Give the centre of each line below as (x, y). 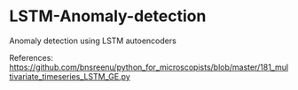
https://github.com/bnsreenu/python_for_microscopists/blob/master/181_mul (149, 67)
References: (31, 57)
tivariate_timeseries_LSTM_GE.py (70, 76)
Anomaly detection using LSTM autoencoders (93, 41)
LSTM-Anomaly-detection (108, 16)
